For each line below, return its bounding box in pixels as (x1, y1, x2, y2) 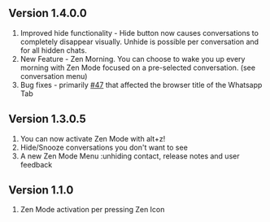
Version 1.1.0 (8, 183, 74, 198)
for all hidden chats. (20, 45, 87, 55)
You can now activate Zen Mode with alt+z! (20, 133, 166, 143)
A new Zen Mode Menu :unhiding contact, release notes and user (20, 150, 240, 161)
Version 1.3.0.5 (8, 112, 87, 126)
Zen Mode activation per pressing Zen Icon (20, 205, 165, 215)
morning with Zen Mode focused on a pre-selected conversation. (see (20, 63, 256, 72)
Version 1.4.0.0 (8, 7, 87, 20)
